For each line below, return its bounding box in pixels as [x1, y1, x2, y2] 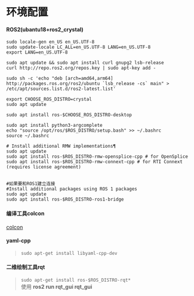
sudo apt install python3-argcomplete [6, 123, 103, 129]
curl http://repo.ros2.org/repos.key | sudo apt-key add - [6, 65, 156, 71]
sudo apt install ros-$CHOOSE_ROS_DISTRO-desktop [6, 112, 133, 118]
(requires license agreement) [6, 164, 82, 170]
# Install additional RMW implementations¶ [6, 144, 116, 149]
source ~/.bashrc [6, 133, 50, 139]
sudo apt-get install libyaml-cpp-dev [20, 250, 118, 256]
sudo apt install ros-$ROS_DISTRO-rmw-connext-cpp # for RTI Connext [6, 159, 183, 165]
